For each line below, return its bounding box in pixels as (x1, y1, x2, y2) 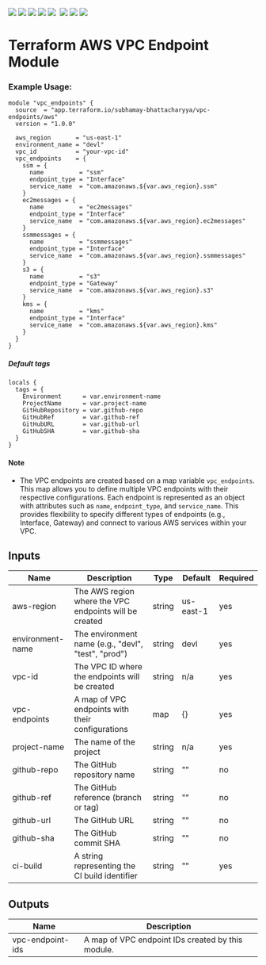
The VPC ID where (74, 661, 142, 672)
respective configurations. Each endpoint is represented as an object (19, 492, 245, 502)
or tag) (74, 802, 100, 813)
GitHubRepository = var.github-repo (22, 407, 144, 415)
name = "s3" (28, 273, 101, 281)
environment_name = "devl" (15, 141, 104, 149)
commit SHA (74, 837, 121, 848)
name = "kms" (28, 308, 104, 316)
